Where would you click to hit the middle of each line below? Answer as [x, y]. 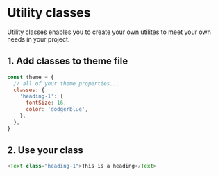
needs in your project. [39, 39]
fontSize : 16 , [46, 103]
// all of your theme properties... [66, 83]
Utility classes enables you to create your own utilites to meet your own [109, 32]
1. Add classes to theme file [68, 61]
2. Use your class [45, 150]
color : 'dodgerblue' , [57, 109]
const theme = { [31, 77]
